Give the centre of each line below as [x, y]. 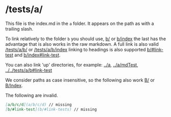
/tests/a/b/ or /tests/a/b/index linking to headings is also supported [76, 49]
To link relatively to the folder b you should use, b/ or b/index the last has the [86, 39]
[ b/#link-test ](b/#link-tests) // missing [51, 109]
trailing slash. [19, 28]
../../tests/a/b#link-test [29, 70]
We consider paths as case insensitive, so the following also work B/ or [80, 80]
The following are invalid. [32, 95]
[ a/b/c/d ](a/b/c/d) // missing [39, 105]
